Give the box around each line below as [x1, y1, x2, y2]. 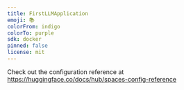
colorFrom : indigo [7, 23, 60, 30]
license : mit [7, 49, 45, 56]
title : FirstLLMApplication [7, 10, 89, 17]
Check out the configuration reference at [7, 67, 124, 76]
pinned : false [7, 42, 49, 49]
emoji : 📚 [7, 17, 35, 24]
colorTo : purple [7, 29, 54, 37]
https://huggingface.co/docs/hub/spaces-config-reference [7, 75, 177, 83]
